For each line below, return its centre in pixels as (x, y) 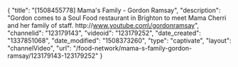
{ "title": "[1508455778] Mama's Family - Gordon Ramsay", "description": (114, 10)
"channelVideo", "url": (40, 48)
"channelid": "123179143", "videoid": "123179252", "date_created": (104, 33)
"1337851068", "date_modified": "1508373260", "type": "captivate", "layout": (119, 41)
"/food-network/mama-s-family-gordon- (133, 48)
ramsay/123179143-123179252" (53, 56)
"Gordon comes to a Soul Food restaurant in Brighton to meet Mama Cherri (117, 18)
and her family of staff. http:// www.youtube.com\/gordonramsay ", (103, 25)
